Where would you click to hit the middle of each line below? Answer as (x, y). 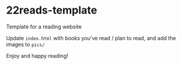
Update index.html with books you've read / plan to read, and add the (91, 38)
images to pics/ (26, 44)
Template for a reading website (44, 27)
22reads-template (52, 10)
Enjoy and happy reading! (37, 56)
